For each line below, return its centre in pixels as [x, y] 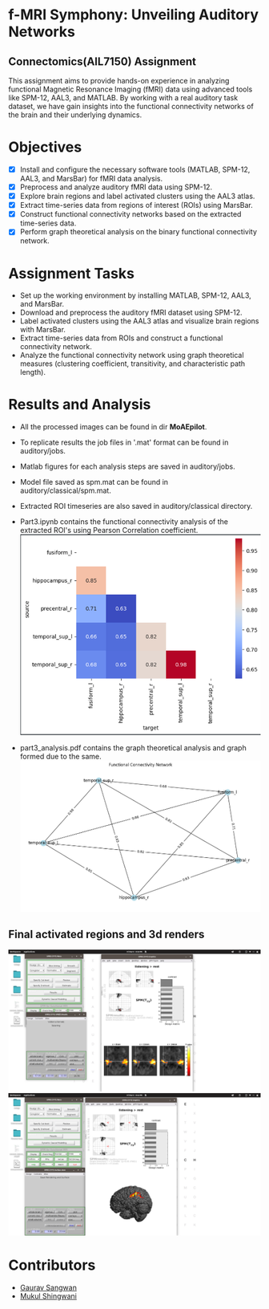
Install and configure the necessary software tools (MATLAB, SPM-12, [135, 169]
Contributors [52, 1265]
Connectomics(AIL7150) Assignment [102, 61]
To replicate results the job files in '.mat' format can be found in [124, 442]
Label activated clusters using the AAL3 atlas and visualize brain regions [139, 321]
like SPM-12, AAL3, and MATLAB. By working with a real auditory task [123, 98]
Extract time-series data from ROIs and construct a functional [121, 338]
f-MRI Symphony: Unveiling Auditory [133, 15]
